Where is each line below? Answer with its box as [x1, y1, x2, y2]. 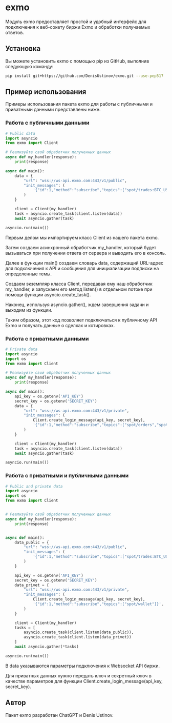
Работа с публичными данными [5, 119, 90, 127]
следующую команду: [5, 63, 54, 69]
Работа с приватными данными [5, 335, 89, 342]
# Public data [5, 131, 36, 136]
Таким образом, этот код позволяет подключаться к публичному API [5, 317, 157, 323]
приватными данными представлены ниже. [5, 107, 101, 113]
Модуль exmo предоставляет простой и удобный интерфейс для [5, 18, 147, 25]
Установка [5, 44, 41, 53]
